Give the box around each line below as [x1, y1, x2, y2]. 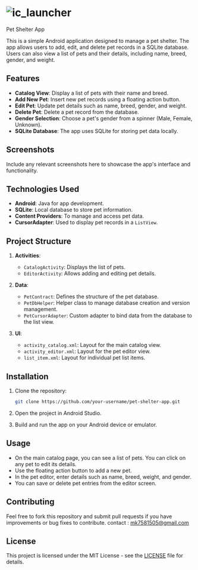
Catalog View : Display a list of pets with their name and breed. [14, 89, 169, 97]
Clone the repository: [14, 388, 67, 394]
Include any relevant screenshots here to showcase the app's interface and [6, 160, 191, 168]
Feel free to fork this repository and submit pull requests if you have [6, 513, 172, 520]
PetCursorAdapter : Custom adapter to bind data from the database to [23, 312, 192, 319]
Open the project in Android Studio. [14, 409, 102, 417]
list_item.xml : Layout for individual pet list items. [23, 354, 146, 361]
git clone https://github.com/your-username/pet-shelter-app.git [14, 399, 180, 405]
